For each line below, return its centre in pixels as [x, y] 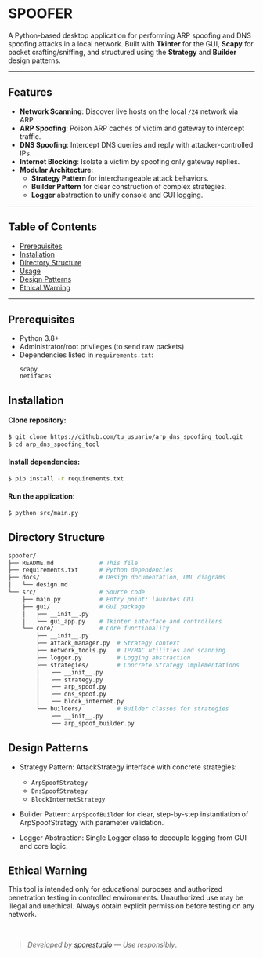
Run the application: [42, 496]
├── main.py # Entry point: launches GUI [108, 599]
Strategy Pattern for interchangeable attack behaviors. [120, 178]
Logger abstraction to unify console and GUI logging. [117, 195]
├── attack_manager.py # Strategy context [108, 643]
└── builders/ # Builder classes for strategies [133, 709]
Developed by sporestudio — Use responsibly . [102, 945]
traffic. [30, 136]
